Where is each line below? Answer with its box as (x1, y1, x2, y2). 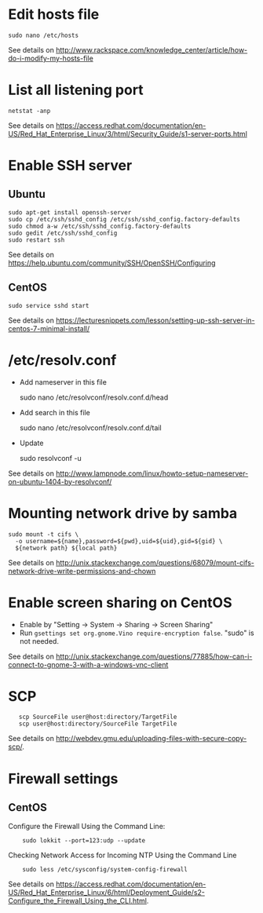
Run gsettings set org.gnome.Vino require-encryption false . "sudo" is (19, 628, 254, 637)
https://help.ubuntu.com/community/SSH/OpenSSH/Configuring (8, 257, 216, 268)
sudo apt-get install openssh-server (8, 208, 132, 217)
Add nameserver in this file (19, 377, 108, 386)
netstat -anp (8, 107, 51, 115)
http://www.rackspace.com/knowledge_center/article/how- (56, 45, 248, 54)
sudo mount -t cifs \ (8, 530, 79, 539)
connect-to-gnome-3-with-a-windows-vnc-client (8, 659, 169, 669)
